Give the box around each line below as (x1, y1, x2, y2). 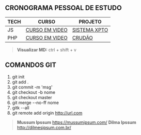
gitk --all (12, 104, 30, 111)
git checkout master (12, 94, 52, 100)
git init (12, 74, 25, 80)
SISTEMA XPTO (72, 26, 108, 33)
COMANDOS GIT (5, 61, 57, 69)
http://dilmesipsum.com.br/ (16, 124, 72, 130)
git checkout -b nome (12, 89, 56, 95)
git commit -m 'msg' (12, 84, 53, 90)
